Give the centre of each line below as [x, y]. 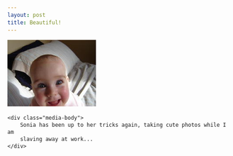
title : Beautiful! [34, 22]
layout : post [27, 15]
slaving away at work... [57, 139]
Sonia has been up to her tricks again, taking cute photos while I [123, 125]
